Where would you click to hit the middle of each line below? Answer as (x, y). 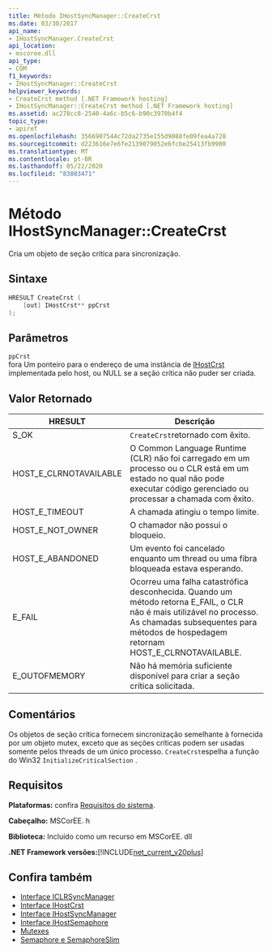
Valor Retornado (51, 399)
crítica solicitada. (162, 686)
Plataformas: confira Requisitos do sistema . (82, 805)
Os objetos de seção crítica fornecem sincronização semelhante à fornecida (136, 734)
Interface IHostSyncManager (68, 914)
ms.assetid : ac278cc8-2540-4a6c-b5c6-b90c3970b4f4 (96, 114)
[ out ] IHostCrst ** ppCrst (67, 305)
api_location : (32, 46)
